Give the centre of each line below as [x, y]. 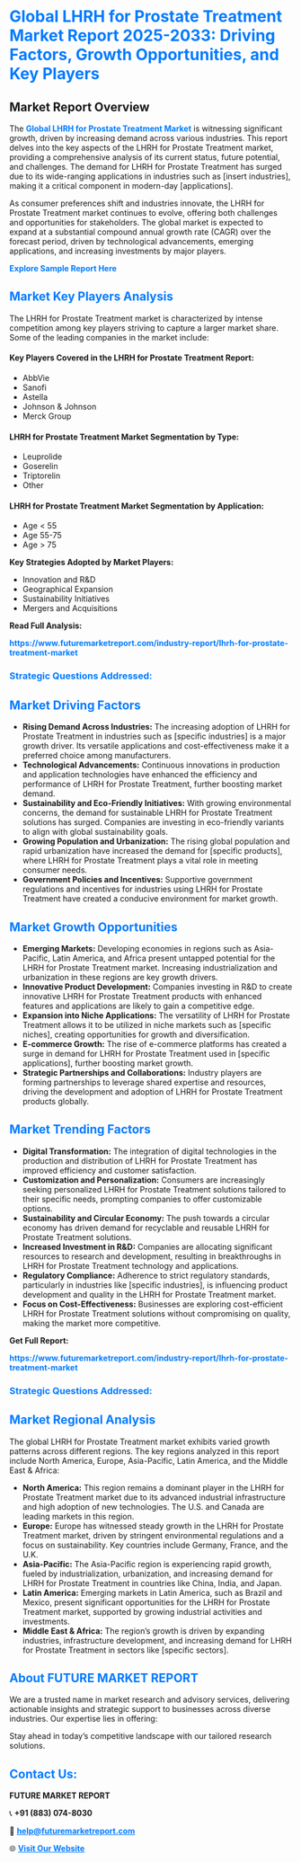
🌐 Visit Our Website [47, 1849]
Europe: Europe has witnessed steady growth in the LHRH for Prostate [153, 1526]
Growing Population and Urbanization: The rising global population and [156, 841]
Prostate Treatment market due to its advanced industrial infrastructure [154, 1497]
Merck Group [47, 416]
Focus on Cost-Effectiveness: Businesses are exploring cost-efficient [152, 1304]
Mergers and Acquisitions [70, 608]
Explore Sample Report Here [63, 268]
